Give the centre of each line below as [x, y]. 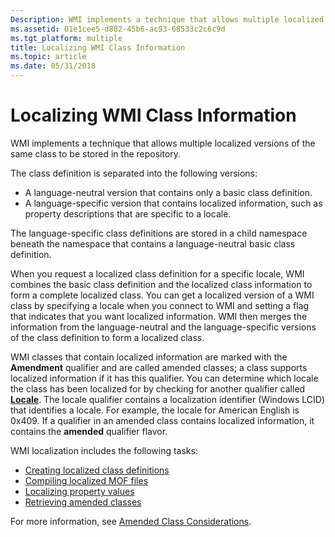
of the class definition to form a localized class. [107, 337]
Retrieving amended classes [83, 502]
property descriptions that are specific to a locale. [128, 213]
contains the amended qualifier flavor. [89, 431]
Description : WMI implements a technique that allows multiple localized [167, 19]
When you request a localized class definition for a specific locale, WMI [157, 273]
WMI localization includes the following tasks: [104, 450]
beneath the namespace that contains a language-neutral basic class [153, 243]
